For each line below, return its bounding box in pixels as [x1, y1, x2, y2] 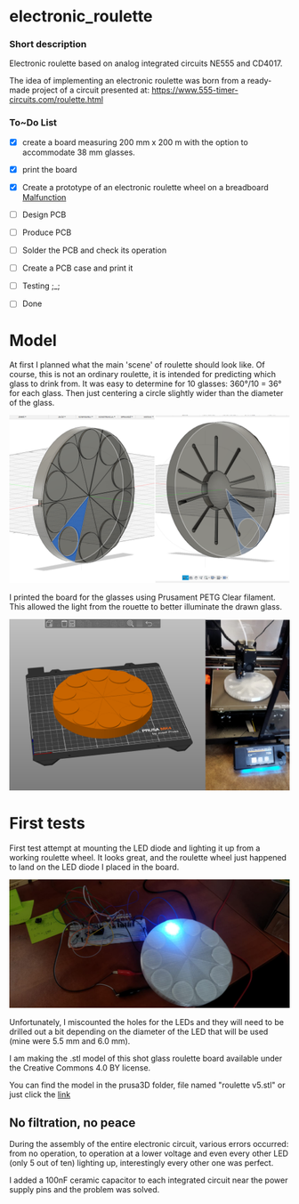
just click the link [9, 1089, 71, 1100]
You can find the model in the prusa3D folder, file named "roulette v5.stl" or [9, 1079, 286, 1091]
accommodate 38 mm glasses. [21, 147, 135, 158]
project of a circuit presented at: [31, 85, 149, 95]
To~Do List [9, 117, 58, 129]
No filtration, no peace [9, 1115, 136, 1130]
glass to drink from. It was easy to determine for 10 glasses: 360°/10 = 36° [9, 378, 282, 389]
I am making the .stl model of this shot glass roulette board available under [9, 1053, 283, 1064]
